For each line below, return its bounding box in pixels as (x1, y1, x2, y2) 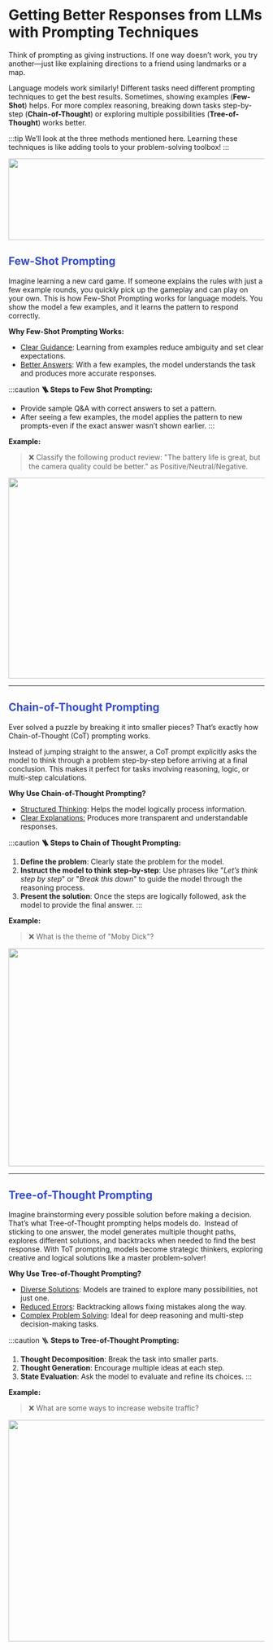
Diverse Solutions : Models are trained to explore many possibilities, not (19, 1285, 258, 1295)
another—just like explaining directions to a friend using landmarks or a (8, 59, 247, 68)
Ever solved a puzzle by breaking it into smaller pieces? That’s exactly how (8, 722, 258, 732)
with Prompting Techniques (8, 23, 199, 42)
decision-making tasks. (19, 1319, 99, 1329)
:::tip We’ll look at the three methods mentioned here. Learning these (8, 133, 238, 143)
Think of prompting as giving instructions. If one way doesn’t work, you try (8, 50, 258, 59)
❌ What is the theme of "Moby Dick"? (28, 931, 154, 941)
